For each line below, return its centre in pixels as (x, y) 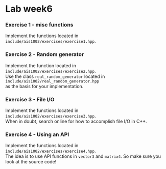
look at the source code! (31, 162)
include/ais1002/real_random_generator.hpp (52, 81)
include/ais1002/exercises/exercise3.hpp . (51, 116)
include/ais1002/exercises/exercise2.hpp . (51, 71)
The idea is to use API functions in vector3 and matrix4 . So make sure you (83, 156)
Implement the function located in (41, 65)
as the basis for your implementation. (44, 86)
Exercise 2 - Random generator (45, 54)
